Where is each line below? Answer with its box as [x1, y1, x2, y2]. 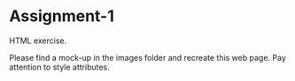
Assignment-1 [9, 6, 115, 26]
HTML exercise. [9, 35, 67, 46]
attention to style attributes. [9, 62, 111, 72]
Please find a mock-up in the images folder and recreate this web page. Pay [9, 52, 286, 63]
